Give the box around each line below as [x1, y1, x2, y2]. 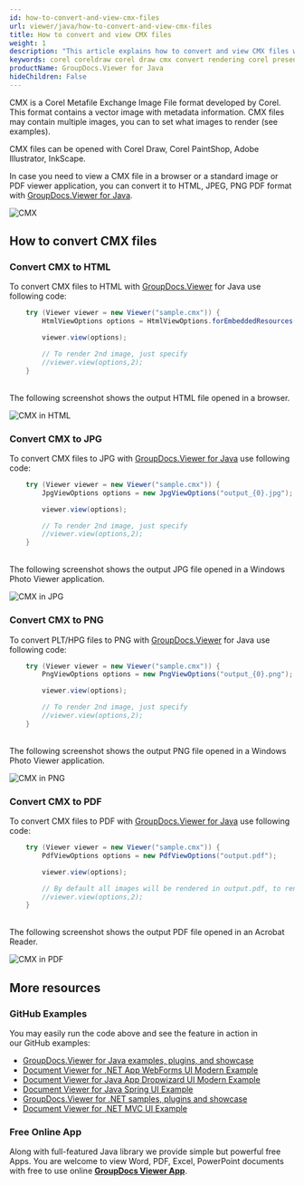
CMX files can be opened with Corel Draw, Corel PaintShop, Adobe [9, 143, 260, 154]
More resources [9, 980, 101, 996]
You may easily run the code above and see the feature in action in [9, 1028, 258, 1039]
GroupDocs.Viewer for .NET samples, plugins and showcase [22, 1094, 248, 1104]
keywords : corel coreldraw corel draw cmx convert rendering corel [9, 55, 270, 64]
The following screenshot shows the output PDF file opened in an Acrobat [9, 927, 285, 938]
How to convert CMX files [9, 234, 157, 249]
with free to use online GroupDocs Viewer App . [9, 1165, 188, 1177]
